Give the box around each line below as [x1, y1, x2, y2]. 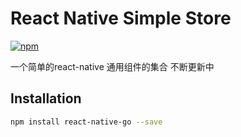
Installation [10, 90, 82, 107]
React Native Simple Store [10, 7, 232, 30]
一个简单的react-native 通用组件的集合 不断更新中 [10, 60, 215, 72]
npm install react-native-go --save [10, 117, 163, 127]
